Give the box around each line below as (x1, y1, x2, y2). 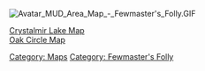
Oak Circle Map (9, 35, 66, 45)
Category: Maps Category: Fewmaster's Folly (9, 52, 174, 61)
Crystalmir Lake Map (9, 25, 86, 35)
